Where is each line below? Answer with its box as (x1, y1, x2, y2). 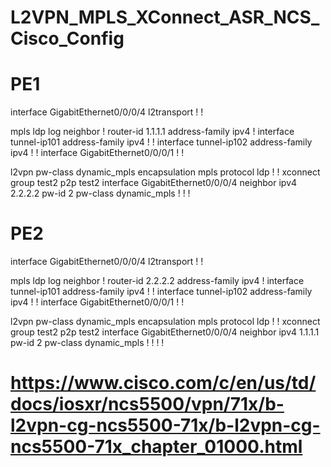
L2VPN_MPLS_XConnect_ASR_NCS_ (10, 6, 320, 29)
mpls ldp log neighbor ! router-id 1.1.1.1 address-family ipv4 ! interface (10, 126, 295, 138)
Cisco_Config (10, 27, 125, 50)
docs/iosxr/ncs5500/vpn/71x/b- (10, 393, 285, 416)
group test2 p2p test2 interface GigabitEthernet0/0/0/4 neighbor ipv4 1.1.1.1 (10, 326, 320, 338)
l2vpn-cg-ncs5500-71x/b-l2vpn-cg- (10, 414, 321, 437)
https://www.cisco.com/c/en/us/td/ (10, 372, 317, 395)
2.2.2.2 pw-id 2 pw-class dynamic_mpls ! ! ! (10, 187, 191, 200)
